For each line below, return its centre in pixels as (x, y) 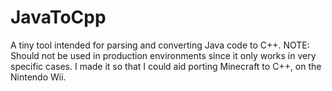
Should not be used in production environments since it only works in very (163, 55)
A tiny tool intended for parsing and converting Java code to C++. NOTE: (160, 45)
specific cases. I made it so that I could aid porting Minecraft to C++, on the (166, 66)
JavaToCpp (58, 17)
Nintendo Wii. (38, 77)
